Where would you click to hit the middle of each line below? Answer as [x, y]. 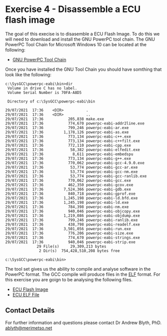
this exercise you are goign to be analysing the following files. [69, 279]
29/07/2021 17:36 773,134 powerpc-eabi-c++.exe [68, 137]
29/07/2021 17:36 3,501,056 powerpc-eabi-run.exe [68, 229]
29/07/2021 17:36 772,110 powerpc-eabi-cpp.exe [68, 145]
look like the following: [28, 74]
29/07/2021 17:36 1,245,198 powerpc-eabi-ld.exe [67, 202]
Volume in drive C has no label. [42, 88]
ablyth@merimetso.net [29, 328]
